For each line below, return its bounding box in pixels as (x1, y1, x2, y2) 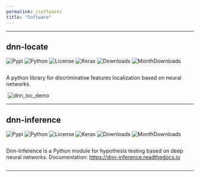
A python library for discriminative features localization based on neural (6, 74, 182, 81)
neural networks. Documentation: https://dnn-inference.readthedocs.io (6, 154, 180, 161)
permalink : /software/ (6, 8, 62, 15)
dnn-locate (6, 42, 49, 52)
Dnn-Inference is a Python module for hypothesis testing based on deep (6, 147, 183, 154)
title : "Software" (6, 14, 52, 20)
